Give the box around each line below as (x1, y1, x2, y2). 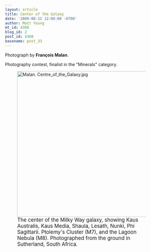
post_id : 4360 (5, 34, 34, 39)
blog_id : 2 (5, 30, 27, 34)
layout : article (5, 7, 38, 12)
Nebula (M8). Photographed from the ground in (17, 235, 131, 241)
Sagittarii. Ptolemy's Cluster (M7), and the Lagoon (17, 229, 137, 235)
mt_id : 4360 (5, 25, 29, 30)
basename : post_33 (5, 39, 42, 44)
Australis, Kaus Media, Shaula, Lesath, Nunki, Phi (17, 222, 135, 229)
